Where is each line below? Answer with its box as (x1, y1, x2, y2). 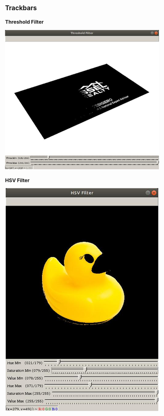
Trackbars (5, 4, 37, 12)
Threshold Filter (5, 19, 44, 25)
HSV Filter (5, 177, 30, 184)
